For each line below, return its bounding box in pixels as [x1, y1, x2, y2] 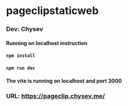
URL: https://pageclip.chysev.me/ [6, 92, 105, 100]
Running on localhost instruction [6, 39, 88, 46]
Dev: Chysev [6, 25, 43, 33]
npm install [6, 53, 35, 59]
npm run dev [6, 65, 35, 71]
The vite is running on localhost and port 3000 [6, 77, 122, 84]
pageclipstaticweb [6, 4, 99, 18]
